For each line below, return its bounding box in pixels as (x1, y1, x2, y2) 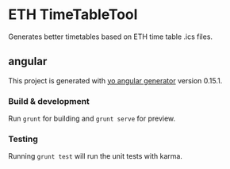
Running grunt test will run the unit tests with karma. (8, 152, 182, 161)
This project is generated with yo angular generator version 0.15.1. (8, 75, 223, 85)
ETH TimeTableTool (8, 6, 138, 24)
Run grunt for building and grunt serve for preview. (8, 113, 176, 124)
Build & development (8, 95, 90, 106)
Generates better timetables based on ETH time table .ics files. (8, 32, 213, 41)
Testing (8, 133, 38, 144)
